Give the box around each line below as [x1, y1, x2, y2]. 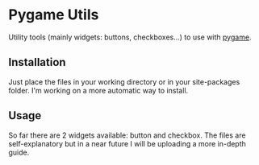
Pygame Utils [8, 6, 99, 24]
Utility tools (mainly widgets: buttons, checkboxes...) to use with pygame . [8, 32, 252, 42]
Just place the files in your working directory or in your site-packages [8, 76, 240, 86]
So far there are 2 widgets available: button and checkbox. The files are [8, 130, 246, 140]
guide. [8, 147, 30, 157]
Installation [8, 56, 66, 69]
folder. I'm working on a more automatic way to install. [8, 85, 189, 95]
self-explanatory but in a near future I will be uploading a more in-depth [8, 138, 246, 148]
